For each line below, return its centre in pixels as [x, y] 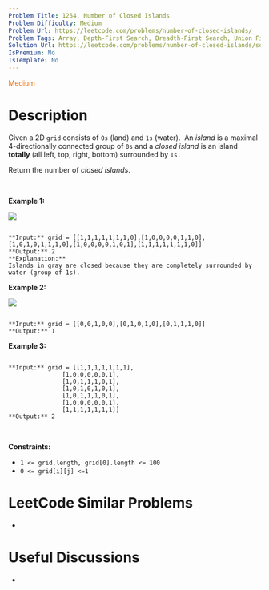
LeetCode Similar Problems [101, 503]
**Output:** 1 [32, 331]
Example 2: [27, 287]
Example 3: [27, 345]
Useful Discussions [74, 557]
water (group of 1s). [44, 273]
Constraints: [30, 446]
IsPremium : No [32, 53]
